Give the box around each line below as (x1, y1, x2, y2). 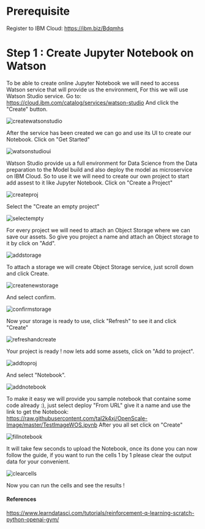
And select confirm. (6, 293, 56, 301)
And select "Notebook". (6, 371, 66, 378)
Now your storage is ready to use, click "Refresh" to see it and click (6, 317, 177, 324)
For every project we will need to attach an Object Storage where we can (6, 226, 190, 234)
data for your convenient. (6, 458, 70, 465)
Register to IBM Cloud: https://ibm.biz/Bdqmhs (6, 25, 124, 32)
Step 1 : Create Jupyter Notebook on (6, 46, 194, 60)
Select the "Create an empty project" (6, 202, 100, 210)
